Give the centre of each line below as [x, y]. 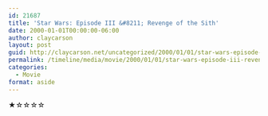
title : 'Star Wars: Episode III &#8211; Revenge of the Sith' [114, 23]
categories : [28, 68]
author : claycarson [41, 38]
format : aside [32, 82]
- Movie [28, 75]
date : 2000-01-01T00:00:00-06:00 [64, 30]
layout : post [30, 45]
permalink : [26, 60]
